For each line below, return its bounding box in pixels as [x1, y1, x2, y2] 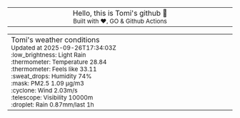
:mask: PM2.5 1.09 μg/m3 [11, 80, 84, 87]
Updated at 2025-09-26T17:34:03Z [11, 44, 116, 52]
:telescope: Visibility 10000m [11, 94, 94, 102]
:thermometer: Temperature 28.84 [11, 58, 107, 66]
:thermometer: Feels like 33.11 [11, 65, 97, 73]
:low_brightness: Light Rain [11, 51, 86, 59]
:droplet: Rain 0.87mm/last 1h [11, 101, 94, 109]
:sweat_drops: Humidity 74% [11, 73, 92, 80]
